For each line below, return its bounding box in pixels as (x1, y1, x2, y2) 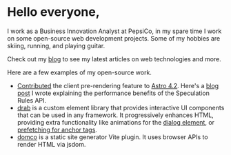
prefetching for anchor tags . (17, 125, 98, 134)
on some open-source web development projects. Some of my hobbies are (7, 34, 221, 42)
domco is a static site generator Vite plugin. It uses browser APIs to (17, 132, 208, 141)
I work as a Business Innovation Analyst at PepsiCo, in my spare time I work (7, 27, 222, 35)
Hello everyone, (7, 4, 100, 20)
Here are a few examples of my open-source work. (7, 68, 152, 76)
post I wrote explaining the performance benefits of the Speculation (17, 89, 210, 97)
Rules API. (17, 96, 47, 104)
